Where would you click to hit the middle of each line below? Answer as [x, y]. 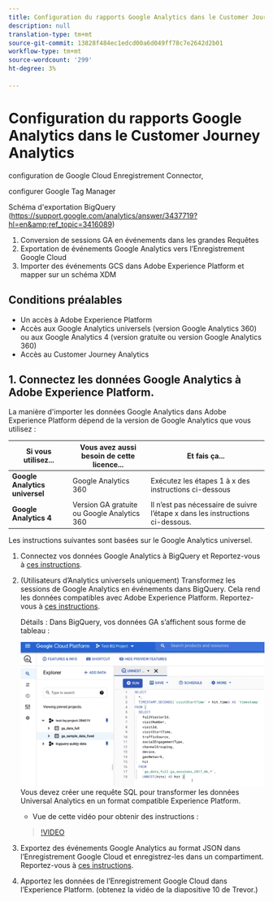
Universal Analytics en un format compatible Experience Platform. [130, 800]
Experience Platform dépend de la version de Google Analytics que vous [130, 421]
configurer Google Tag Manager [62, 191]
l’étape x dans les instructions [200, 514]
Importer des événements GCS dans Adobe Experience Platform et [132, 266]
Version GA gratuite [105, 505]
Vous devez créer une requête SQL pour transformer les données [130, 791]
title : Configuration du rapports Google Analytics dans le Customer [129, 17]
